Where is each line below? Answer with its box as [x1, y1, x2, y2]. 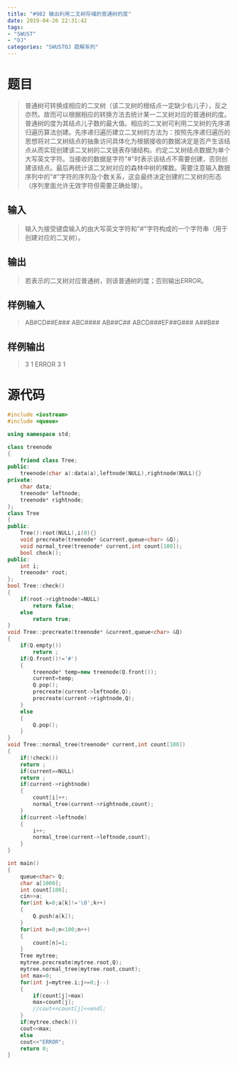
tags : [7, 23, 23, 31]
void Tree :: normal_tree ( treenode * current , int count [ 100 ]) [7, 741, 186, 748]
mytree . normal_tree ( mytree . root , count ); [20, 965, 141, 973]
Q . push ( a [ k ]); [33, 913, 75, 920]
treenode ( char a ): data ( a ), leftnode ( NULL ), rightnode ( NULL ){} [20, 470, 202, 477]
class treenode [7, 443, 53, 450]
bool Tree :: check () [7, 583, 65, 590]
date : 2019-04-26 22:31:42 [7, 17, 87, 24]
